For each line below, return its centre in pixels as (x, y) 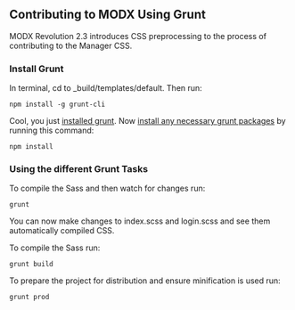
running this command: (52, 131)
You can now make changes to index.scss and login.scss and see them (140, 221)
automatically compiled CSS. (62, 231)
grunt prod (29, 298)
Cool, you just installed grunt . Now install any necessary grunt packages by (148, 121)
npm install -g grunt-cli (57, 105)
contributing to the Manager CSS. (71, 45)
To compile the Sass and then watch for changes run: (107, 188)
